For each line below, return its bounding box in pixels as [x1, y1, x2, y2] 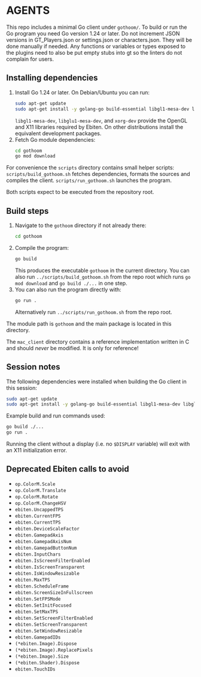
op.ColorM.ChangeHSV [14, 500, 66, 506]
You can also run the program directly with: [14, 286, 121, 293]
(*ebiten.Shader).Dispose [14, 660, 80, 666]
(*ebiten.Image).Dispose [14, 640, 77, 646]
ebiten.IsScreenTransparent [14, 564, 85, 570]
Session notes [6, 362, 61, 372]
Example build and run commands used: [6, 412, 106, 419]
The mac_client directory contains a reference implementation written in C [6, 338, 190, 345]
